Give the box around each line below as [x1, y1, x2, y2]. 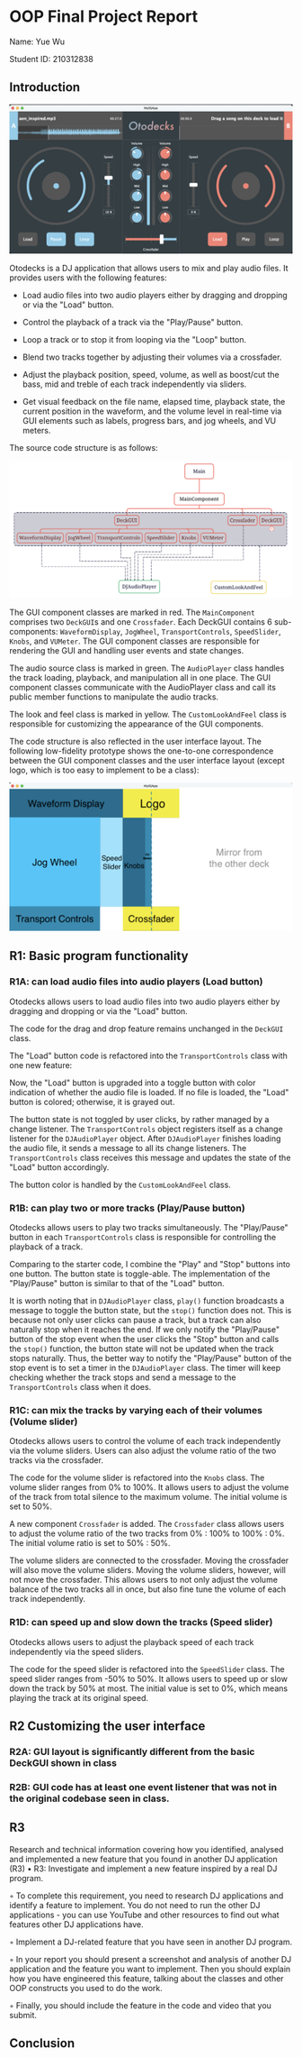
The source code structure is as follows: [9, 442, 159, 453]
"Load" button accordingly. [9, 1161, 110, 1173]
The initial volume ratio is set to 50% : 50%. [9, 1538, 171, 1549]
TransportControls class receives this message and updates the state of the [9, 1152, 291, 1163]
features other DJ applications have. [9, 1918, 144, 1930]
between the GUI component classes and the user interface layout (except [9, 755, 285, 766]
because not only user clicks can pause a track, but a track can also [9, 1314, 262, 1325]
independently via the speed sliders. [9, 1646, 144, 1657]
